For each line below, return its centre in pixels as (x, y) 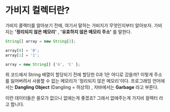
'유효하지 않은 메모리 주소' (86, 31)
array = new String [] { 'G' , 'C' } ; (43, 64)
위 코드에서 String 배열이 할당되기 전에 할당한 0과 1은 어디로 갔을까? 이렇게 (79, 74)
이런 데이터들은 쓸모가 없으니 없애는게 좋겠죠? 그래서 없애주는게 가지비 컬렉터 (82, 98)
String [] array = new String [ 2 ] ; (41, 41)
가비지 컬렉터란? (38, 10)
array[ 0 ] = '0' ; (22, 50)
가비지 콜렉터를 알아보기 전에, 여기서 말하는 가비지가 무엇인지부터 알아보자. (79, 25)
